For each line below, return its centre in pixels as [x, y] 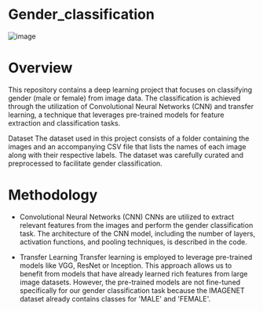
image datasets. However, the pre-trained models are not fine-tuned [130, 282]
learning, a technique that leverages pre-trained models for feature [117, 115]
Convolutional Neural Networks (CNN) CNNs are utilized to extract [127, 217]
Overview [40, 68]
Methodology [53, 195]
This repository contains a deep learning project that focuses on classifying [130, 90]
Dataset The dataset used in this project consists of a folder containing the [129, 138]
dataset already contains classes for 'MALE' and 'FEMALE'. [115, 298]
